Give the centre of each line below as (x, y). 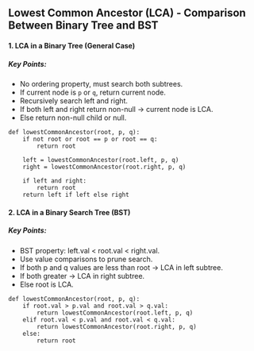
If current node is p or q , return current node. (93, 92)
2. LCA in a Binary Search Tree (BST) (69, 212)
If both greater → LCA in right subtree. (82, 276)
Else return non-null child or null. (73, 118)
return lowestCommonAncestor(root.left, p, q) (115, 313)
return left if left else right (76, 195)
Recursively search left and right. (74, 100)
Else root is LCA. (46, 284)
